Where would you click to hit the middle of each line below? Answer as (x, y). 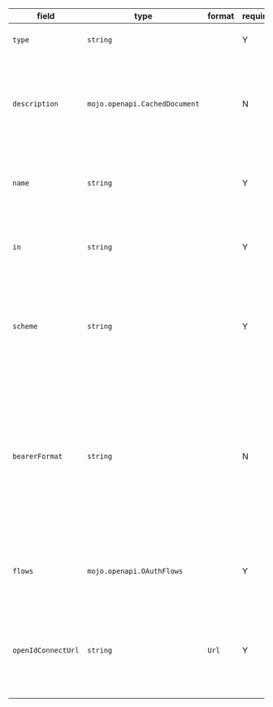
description (36, 104)
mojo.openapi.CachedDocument (143, 104)
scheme (25, 326)
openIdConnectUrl (46, 651)
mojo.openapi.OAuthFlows (135, 571)
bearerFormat (38, 456)
